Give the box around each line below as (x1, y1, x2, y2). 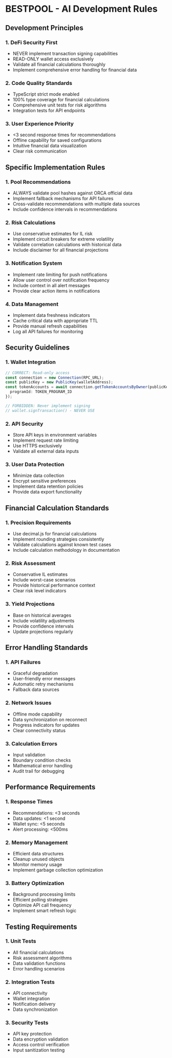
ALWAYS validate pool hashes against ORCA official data (12, 190, 133, 196)
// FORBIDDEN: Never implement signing (5, 403, 91, 408)
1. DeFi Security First (5, 39, 58, 46)
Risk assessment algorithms (12, 955, 72, 961)
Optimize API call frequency (12, 902, 72, 909)
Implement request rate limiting (12, 437, 79, 443)
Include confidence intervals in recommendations (12, 206, 118, 212)
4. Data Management (5, 300, 59, 308)
